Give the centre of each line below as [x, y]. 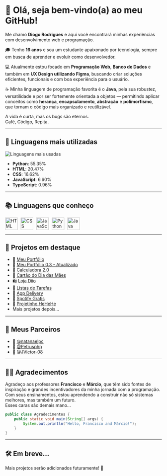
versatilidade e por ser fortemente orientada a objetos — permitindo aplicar [83, 96]
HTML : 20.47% [28, 169]
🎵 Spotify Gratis [28, 299]
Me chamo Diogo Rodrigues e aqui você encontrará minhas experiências [80, 34]
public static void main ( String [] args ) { [59, 419]
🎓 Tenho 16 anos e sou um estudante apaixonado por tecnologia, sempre [81, 50]
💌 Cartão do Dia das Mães [39, 275]
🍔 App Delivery [28, 293]
